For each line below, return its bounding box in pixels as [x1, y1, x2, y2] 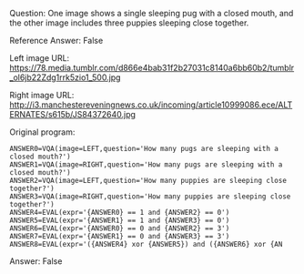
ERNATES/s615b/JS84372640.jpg [9, 109, 137, 119]
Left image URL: [9, 53, 70, 63]
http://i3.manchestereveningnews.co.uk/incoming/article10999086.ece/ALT [9, 99, 293, 110]
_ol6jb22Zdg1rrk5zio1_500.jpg [9, 72, 121, 83]
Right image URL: [9, 90, 75, 100]
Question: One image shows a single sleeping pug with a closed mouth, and [9, 8, 294, 18]
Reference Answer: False [9, 36, 104, 46]
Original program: [9, 127, 76, 137]
